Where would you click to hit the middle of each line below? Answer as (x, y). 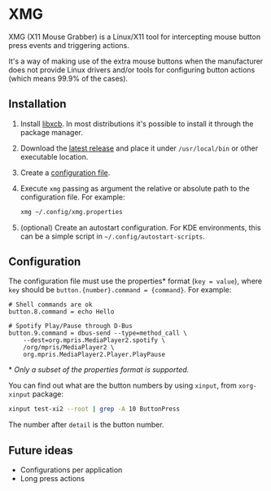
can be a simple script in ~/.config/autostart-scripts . (112, 236)
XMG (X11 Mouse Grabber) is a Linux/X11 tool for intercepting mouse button (135, 37)
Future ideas (41, 450)
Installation (37, 104)
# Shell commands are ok (50, 305)
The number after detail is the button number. (86, 425)
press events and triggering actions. (69, 45)
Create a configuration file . (65, 173)
